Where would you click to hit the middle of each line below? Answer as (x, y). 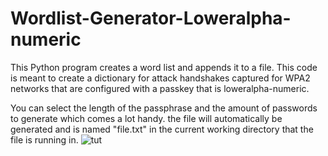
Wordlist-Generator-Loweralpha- (151, 18)
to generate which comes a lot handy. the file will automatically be (146, 118)
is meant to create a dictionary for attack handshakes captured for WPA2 (160, 78)
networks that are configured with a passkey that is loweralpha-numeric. (160, 88)
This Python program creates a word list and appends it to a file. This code (164, 67)
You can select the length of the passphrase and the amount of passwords (164, 108)
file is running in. (44, 139)
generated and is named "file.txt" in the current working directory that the (162, 129)
